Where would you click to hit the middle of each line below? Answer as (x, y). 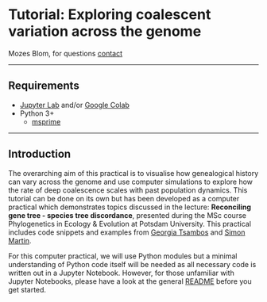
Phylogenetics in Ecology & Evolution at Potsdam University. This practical (130, 224)
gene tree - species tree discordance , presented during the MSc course (127, 215)
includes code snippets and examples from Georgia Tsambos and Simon (127, 232)
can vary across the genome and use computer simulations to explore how (130, 182)
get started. (27, 289)
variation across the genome (105, 31)
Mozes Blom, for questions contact (66, 53)
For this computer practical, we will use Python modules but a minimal (123, 256)
